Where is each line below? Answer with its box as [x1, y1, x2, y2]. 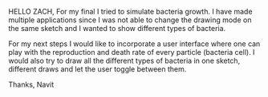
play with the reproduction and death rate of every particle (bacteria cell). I [8, 48, 255, 56]
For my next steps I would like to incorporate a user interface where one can [8, 39, 261, 48]
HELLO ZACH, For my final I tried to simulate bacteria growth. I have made [8, 7, 253, 16]
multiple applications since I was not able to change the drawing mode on [8, 15, 252, 25]
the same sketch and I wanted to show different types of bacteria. [8, 24, 226, 33]
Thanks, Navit [8, 80, 55, 89]
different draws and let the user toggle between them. [8, 64, 187, 74]
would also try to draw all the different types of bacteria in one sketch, [8, 56, 241, 65]
